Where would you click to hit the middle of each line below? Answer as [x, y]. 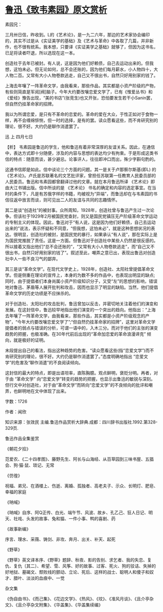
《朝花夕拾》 [18, 449]
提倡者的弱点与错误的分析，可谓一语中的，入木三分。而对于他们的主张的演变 [81, 328]
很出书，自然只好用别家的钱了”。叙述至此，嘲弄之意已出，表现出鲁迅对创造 [81, 253]
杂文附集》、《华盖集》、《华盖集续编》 [66, 605]
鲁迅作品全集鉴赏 [22, 438]
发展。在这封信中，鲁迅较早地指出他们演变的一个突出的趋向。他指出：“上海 [81, 309]
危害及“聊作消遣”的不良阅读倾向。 [49, 362]
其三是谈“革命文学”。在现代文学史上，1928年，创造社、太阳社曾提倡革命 [78, 269]
